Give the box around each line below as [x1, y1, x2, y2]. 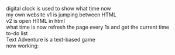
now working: [6, 42, 39, 49]
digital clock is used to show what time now [6, 5, 111, 12]
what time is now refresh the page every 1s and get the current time [6, 23, 170, 30]
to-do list [6, 30, 28, 37]
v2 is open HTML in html [6, 18, 66, 24]
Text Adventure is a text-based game [6, 36, 95, 43]
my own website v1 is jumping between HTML [6, 11, 117, 18]
